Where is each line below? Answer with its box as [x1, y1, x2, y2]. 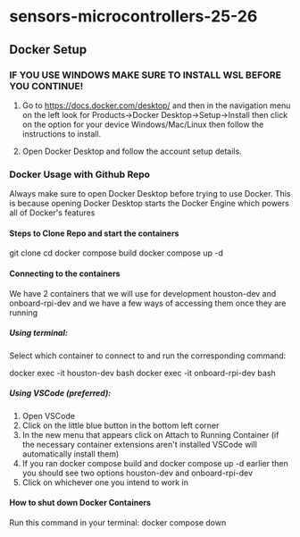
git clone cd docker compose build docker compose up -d [9, 248, 223, 258]
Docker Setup [9, 42, 87, 57]
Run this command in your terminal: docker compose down [9, 516, 227, 528]
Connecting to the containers [9, 268, 121, 279]
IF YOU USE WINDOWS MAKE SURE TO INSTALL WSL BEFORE [9, 69, 282, 81]
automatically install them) [21, 449, 120, 459]
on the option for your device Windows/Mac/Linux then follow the [21, 119, 264, 130]
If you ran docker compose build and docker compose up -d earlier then [21, 457, 288, 468]
